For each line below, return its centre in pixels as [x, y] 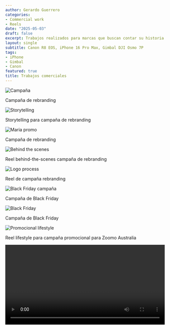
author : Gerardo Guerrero [32, 10]
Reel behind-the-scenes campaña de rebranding [56, 159]
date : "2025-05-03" [26, 29]
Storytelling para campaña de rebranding [48, 120]
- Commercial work [25, 19]
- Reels [13, 24]
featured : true [21, 71]
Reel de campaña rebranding [35, 178]
